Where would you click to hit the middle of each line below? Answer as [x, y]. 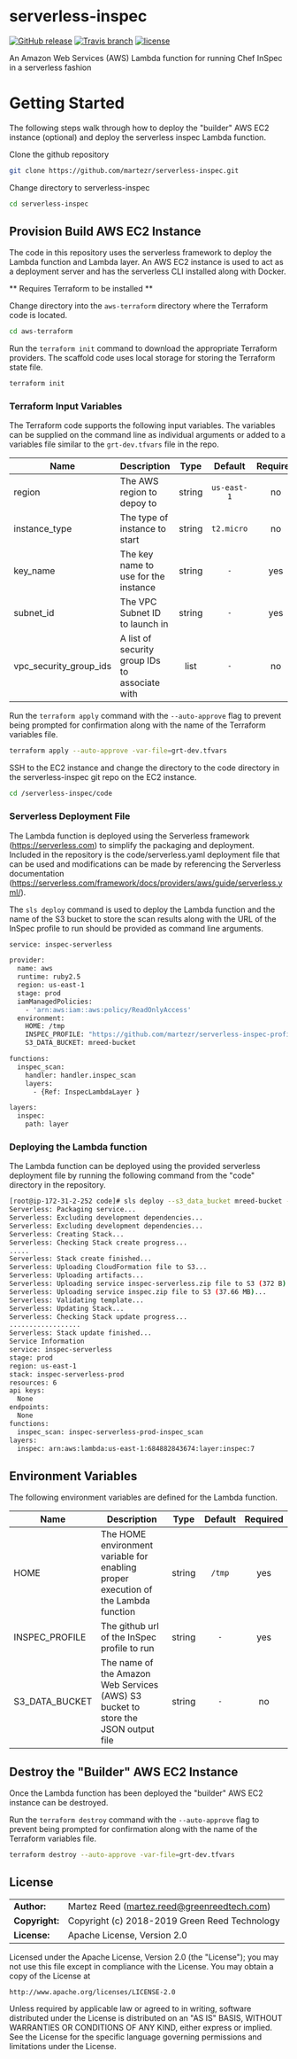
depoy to [138, 503]
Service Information [47, 1341]
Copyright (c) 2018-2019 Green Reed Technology [174, 1921]
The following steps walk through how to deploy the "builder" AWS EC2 [139, 128]
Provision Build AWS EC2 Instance [105, 232]
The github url [129, 1626]
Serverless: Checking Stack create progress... [99, 1243]
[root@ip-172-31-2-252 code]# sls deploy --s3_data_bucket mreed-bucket [146, 1201]
